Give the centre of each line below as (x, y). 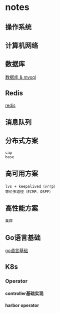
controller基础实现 (24, 293)
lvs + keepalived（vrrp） (31, 186)
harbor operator (22, 305)
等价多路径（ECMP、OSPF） (29, 192)
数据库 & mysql (21, 77)
